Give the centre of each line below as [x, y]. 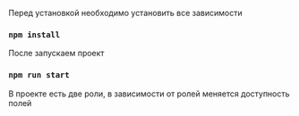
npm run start [39, 75]
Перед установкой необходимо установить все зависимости [125, 13]
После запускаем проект [56, 54]
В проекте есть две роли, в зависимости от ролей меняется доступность [149, 94]
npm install [34, 34]
